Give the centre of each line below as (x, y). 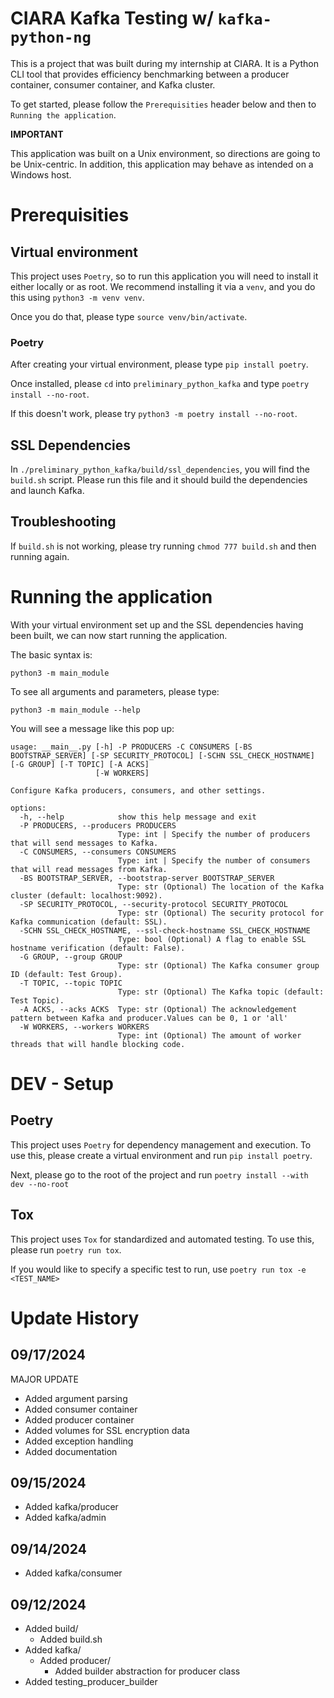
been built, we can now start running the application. (119, 635)
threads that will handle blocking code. (98, 1044)
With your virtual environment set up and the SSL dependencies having (157, 624)
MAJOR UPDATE (44, 1379)
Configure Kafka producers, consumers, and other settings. (138, 790)
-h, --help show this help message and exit (138, 817)
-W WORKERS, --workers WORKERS (84, 1027)
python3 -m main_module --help (75, 710)
